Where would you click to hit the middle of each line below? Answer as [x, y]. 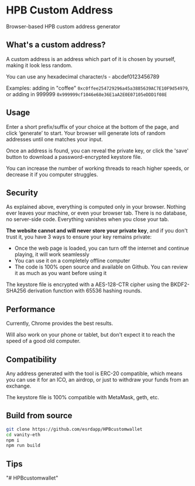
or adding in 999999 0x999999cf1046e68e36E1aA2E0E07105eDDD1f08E [87, 94]
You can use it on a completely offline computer [72, 261]
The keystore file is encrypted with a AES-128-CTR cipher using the [88, 284]
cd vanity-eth [23, 434]
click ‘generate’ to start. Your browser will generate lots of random [86, 133]
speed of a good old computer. [43, 341]
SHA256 [16, 291]
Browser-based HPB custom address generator [63, 26]
